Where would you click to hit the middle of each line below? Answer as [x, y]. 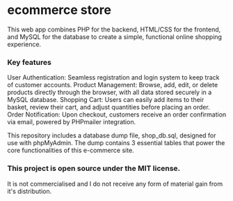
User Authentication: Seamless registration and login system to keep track [113, 77]
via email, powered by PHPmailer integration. [72, 122]
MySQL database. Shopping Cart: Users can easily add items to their [106, 100]
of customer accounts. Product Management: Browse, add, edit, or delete [113, 85]
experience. [24, 44]
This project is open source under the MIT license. [94, 168]
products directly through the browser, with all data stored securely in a [110, 92]
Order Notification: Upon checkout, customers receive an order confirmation [117, 114]
